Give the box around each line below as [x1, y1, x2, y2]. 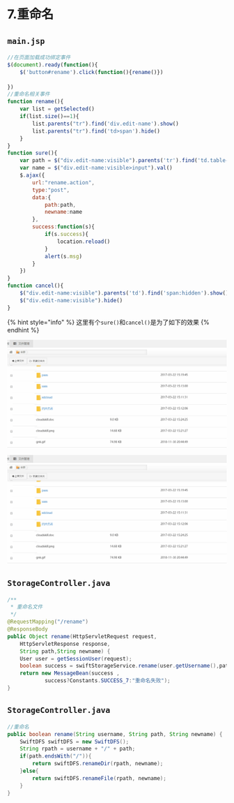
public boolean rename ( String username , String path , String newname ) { [7, 730, 223, 737]
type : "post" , [32, 186, 70, 193]
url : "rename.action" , [32, 179, 95, 186]
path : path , [44, 201, 77, 208]
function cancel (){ [7, 282, 64, 290]
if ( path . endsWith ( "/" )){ [19, 753, 92, 760]
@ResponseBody [7, 626, 49, 633]
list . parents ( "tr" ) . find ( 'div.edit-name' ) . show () [32, 120, 179, 127]
